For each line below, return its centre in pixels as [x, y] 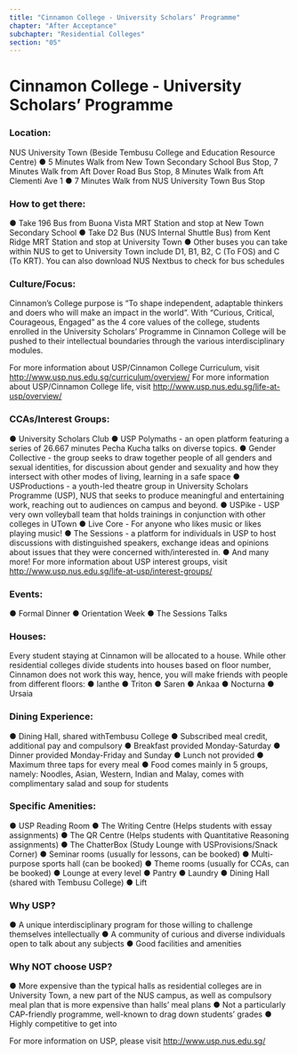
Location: [30, 133]
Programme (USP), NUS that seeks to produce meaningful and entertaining [147, 495]
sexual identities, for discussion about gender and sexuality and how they [144, 467]
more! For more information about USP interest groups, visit [119, 561]
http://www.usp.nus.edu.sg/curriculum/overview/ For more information [139, 377]
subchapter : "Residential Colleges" [77, 34]
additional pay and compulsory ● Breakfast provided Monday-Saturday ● [145, 745]
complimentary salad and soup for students [89, 783]
